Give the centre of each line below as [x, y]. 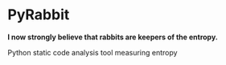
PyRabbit [39, 15]
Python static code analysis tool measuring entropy [92, 52]
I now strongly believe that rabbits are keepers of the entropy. [113, 37]
